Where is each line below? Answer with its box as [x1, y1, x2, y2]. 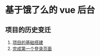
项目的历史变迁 [5, 26, 51, 34]
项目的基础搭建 [12, 40, 43, 45]
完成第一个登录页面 [12, 46, 52, 52]
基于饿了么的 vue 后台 [5, 4, 96, 16]
